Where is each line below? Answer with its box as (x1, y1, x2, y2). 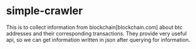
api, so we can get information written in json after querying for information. (6, 36, 191, 43)
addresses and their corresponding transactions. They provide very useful (6, 30, 187, 37)
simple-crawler (6, 4, 83, 18)
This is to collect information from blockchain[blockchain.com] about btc (6, 24, 183, 31)
